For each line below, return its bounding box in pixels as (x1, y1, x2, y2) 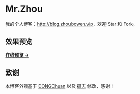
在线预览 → (5, 52, 29, 58)
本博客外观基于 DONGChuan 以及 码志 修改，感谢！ (5, 83, 115, 89)
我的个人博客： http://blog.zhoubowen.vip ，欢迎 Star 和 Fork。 (5, 21, 137, 27)
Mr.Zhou (5, 3, 43, 15)
